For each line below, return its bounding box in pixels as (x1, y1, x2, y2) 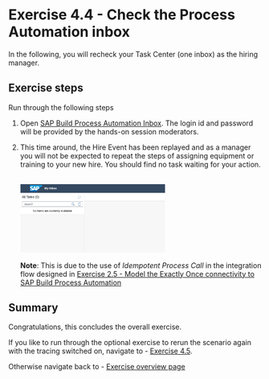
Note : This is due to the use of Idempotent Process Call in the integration (19, 260, 262, 270)
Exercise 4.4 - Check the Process (8, 6, 235, 24)
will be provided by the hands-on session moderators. (19, 126, 199, 136)
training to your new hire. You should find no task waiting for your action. (19, 159, 261, 169)
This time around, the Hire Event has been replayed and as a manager (19, 142, 251, 152)
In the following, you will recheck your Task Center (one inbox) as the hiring (8, 49, 259, 59)
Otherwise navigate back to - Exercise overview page (8, 362, 186, 372)
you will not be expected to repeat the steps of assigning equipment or (19, 150, 255, 160)
